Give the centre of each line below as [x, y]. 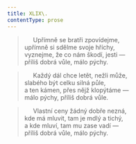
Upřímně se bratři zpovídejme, [76, 39]
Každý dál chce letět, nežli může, [80, 75]
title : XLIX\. [28, 13]
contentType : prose [35, 20]
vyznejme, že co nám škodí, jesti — [75, 54]
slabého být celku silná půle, [65, 82]
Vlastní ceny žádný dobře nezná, [80, 111]
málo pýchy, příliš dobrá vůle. [66, 97]
